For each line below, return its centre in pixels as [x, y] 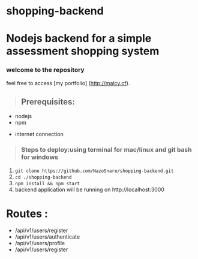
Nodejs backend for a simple [79, 39]
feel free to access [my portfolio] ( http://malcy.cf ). [68, 83]
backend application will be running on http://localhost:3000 [90, 189]
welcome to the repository [46, 70]
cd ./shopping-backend [43, 177]
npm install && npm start [47, 183]
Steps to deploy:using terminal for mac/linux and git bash [106, 150]
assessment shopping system [83, 51]
